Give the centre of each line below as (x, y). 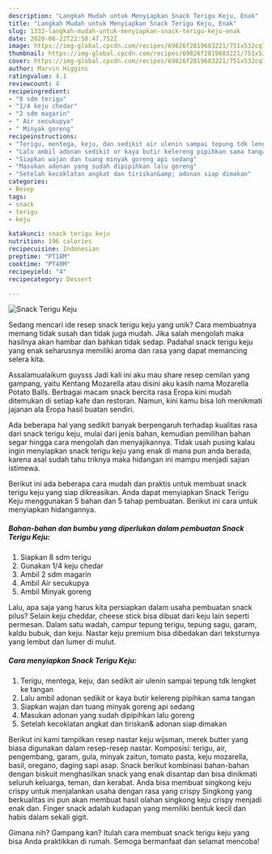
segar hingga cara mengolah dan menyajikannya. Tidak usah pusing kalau (132, 442)
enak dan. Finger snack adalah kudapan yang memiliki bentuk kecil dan (127, 809)
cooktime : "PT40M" (39, 264)
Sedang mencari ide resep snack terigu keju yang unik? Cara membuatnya (132, 325)
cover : (19, 62)
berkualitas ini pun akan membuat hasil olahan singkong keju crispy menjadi (135, 800)
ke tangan (37, 690)
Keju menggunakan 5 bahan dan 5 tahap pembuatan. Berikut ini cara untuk (133, 501)
